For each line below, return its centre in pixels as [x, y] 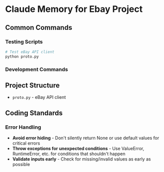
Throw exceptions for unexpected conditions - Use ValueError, [78, 149]
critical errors [26, 143]
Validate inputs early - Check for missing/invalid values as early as [82, 159]
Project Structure [32, 85]
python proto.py [22, 56]
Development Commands [37, 69]
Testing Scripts [24, 42]
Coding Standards [34, 113]
